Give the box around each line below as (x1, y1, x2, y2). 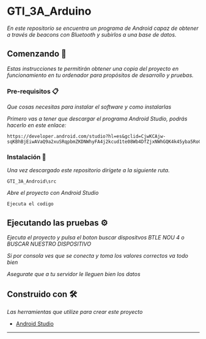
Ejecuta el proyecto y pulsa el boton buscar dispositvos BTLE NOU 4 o (7, 234, 185, 241)
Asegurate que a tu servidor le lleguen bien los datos (7, 271, 141, 278)
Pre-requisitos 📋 (7, 87, 59, 95)
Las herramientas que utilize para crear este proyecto (7, 308, 143, 315)
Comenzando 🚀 (7, 49, 67, 59)
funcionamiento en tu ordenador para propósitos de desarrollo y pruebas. (7, 71, 194, 79)
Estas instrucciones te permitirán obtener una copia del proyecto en (7, 65, 179, 72)
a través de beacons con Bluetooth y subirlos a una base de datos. (7, 31, 177, 38)
